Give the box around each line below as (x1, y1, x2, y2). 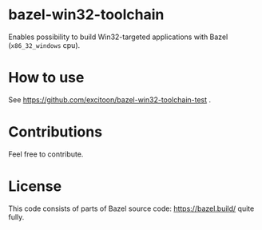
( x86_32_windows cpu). (8, 40, 81, 50)
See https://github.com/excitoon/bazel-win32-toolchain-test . (8, 94, 212, 105)
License (8, 177, 62, 195)
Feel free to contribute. (8, 149, 84, 159)
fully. (8, 212, 25, 221)
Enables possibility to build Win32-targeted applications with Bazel (8, 32, 228, 42)
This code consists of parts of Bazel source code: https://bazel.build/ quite (8, 204, 255, 213)
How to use (8, 69, 85, 87)
